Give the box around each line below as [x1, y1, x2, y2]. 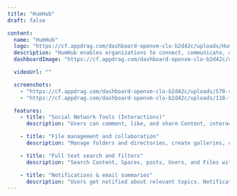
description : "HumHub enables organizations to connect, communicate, [13, 49, 226, 56]
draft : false [7, 17, 46, 24]
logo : [13, 43, 30, 50]
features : [13, 107, 42, 114]
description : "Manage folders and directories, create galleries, [25, 140, 226, 147]
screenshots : [13, 81, 52, 88]
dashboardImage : [13, 56, 61, 63]
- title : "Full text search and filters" [20, 152, 143, 159]
